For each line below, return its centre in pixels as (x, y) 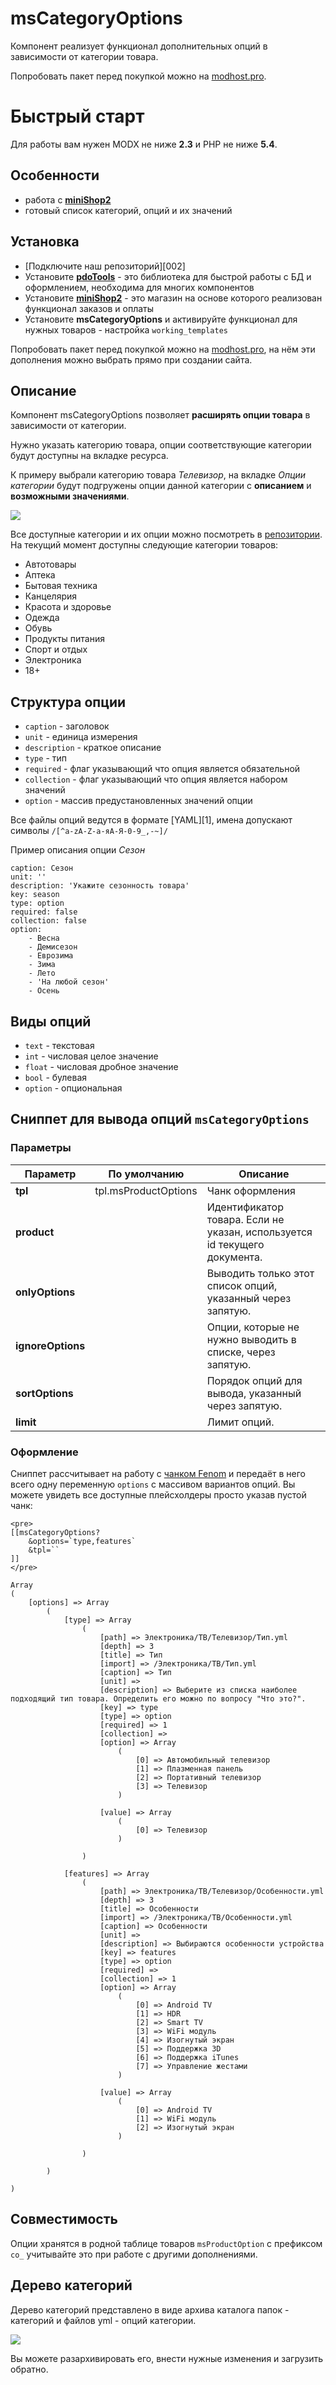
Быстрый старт (77, 116)
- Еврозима (51, 956)
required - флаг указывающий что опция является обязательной (162, 769)
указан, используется (259, 1232)
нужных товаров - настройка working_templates (126, 329)
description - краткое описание (93, 748)
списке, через (241, 1352)
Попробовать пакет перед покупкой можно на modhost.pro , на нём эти (163, 349)
